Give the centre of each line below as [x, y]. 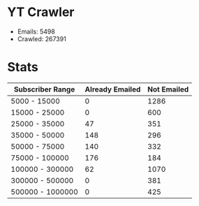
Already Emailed [113, 89]
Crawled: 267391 [42, 38]
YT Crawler [41, 12]
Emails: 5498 [36, 31]
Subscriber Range [44, 89]
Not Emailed [168, 89]
